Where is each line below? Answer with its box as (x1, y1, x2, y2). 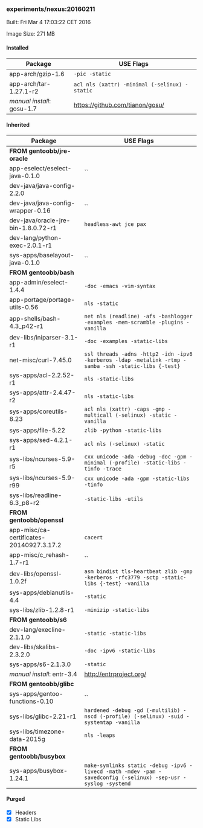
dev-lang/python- (9, 233, 62, 242)
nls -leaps (84, 731, 116, 739)
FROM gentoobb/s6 (9, 615, 68, 624)
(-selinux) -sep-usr (121, 774, 181, 781)
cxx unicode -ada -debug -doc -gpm (84, 453, 187, 460)
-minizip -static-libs (84, 606, 150, 613)
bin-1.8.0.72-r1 (9, 223, 57, 232)
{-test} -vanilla (99, 580, 150, 587)
